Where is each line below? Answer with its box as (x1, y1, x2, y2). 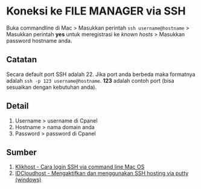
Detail (6, 101, 29, 111)
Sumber (6, 147, 37, 158)
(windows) (14, 176, 42, 184)
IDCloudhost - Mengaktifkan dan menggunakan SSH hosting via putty (14, 170, 189, 177)
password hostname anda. (6, 37, 72, 44)
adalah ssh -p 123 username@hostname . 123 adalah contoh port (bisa (6, 77, 174, 84)
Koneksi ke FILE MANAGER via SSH (6, 4, 186, 18)
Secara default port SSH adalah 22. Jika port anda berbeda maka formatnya (6, 71, 196, 78)
